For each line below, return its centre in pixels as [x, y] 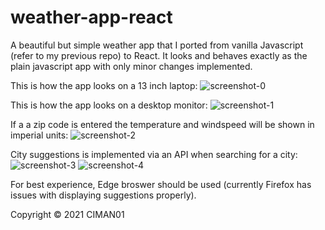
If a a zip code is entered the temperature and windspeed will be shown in [162, 124]
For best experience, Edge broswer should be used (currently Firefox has [161, 184]
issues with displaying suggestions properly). [103, 195]
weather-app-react [91, 17]
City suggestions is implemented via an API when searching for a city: [154, 154]
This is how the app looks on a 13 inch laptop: [104, 85]
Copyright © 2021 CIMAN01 [67, 214]
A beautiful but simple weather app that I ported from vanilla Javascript [157, 45]
